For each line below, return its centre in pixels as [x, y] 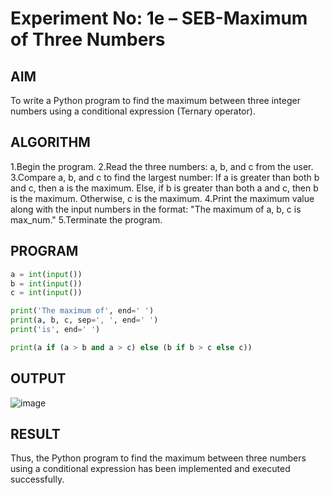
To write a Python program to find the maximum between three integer [155, 100]
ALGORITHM [50, 142]
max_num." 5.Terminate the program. [86, 219]
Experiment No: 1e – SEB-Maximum [159, 18]
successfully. [37, 479]
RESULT [35, 433]
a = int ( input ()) [46, 274]
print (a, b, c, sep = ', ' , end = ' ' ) [84, 320]
